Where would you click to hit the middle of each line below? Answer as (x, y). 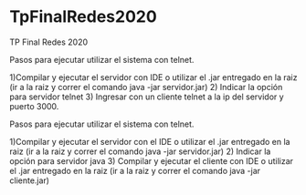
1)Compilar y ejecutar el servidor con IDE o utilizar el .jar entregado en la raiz (153, 77)
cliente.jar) (30, 180)
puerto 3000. (34, 106)
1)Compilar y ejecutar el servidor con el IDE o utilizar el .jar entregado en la (150, 141)
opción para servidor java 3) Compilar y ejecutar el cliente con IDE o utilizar (152, 160)
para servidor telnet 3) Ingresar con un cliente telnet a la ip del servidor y (147, 97)
